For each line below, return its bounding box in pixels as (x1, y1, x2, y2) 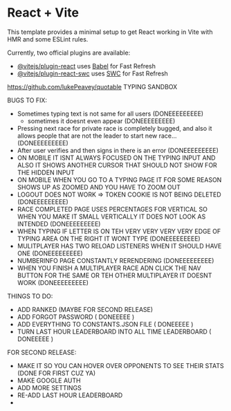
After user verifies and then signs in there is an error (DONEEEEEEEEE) (17, 146, 219, 154)
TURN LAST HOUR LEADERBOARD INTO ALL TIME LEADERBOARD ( (17, 327, 212, 336)
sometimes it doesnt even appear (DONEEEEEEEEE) (27, 116, 176, 125)
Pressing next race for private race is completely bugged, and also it (17, 124, 212, 132)
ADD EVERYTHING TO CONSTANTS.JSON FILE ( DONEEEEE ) (17, 320, 194, 328)
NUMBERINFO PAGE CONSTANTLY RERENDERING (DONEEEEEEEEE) (17, 256, 214, 264)
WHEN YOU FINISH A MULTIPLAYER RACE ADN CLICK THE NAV (17, 264, 202, 272)
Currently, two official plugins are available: (7, 48, 131, 57)
